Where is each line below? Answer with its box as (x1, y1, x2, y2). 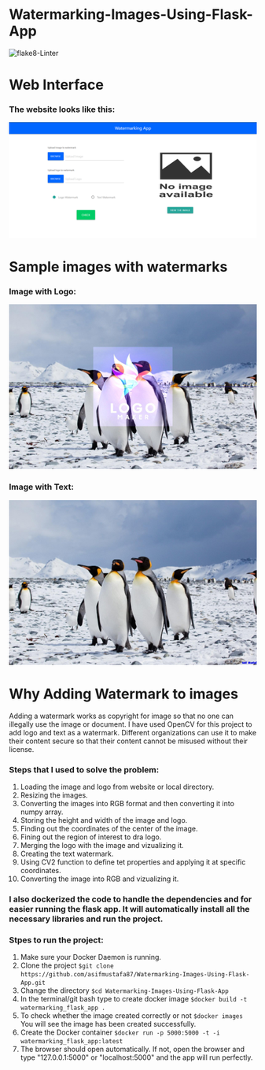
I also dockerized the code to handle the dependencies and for (9, 894, 252, 905)
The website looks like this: (9, 104, 116, 115)
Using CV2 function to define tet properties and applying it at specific (20, 857, 246, 867)
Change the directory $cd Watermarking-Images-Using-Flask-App (20, 986, 229, 995)
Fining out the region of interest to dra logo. (20, 832, 162, 842)
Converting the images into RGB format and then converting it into (20, 799, 235, 809)
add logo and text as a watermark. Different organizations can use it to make (9, 728, 257, 737)
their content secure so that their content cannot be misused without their (9, 736, 248, 746)
